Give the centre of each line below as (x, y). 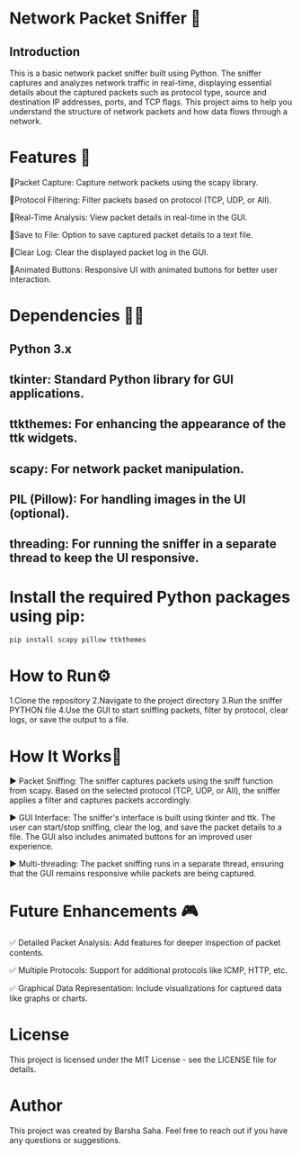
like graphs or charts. (49, 998)
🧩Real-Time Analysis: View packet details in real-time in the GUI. (128, 217)
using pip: (47, 616)
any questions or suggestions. (65, 1140)
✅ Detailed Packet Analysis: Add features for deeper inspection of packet (145, 943)
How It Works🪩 (66, 756)
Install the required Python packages (150, 597)
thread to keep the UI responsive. (104, 558)
